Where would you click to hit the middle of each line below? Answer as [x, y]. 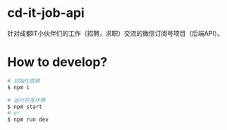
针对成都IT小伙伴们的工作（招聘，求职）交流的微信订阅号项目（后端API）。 [116, 33]
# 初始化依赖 [24, 81]
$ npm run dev [28, 120]
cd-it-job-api [46, 13]
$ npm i [19, 87]
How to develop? [57, 62]
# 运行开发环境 [26, 100]
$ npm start [25, 107]
